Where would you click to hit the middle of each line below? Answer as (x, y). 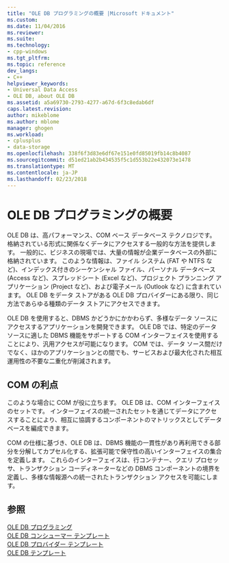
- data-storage (29, 147)
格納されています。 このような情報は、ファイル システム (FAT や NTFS (106, 261)
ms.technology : (29, 45)
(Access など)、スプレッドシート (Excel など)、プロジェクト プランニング (111, 278)
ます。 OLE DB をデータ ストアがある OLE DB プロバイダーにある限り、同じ (113, 295)
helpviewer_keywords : (38, 84)
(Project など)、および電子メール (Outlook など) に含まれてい (136, 287)
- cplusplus (24, 141)
